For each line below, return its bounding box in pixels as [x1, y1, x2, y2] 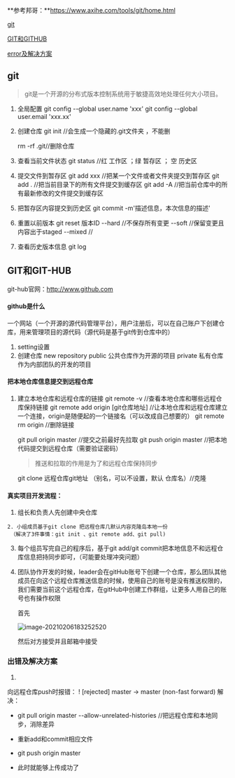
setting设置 [17, 342, 50, 351]
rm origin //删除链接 [17, 421, 75, 429]
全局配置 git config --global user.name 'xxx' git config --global [17, 104, 198, 113]
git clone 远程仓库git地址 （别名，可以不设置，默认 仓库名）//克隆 [17, 474, 206, 482]
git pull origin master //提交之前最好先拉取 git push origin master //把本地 [17, 436, 227, 444]
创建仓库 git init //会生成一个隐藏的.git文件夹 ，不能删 [17, 127, 171, 135]
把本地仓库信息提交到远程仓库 [7, 377, 93, 386]
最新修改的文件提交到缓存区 [23, 188, 104, 197]
